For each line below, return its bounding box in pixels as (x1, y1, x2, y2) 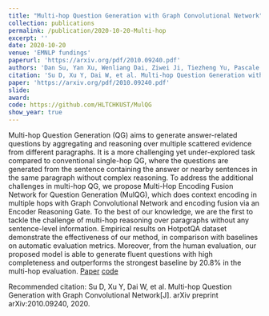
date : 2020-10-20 (8, 42, 66, 50)
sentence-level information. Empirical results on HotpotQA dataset (8, 224, 227, 233)
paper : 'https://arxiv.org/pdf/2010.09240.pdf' (8, 78, 171, 86)
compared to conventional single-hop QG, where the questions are (8, 156, 229, 165)
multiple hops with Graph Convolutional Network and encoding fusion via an (8, 198, 260, 208)
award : (8, 94, 30, 102)
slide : (8, 86, 30, 94)
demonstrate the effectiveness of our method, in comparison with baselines (8, 233, 259, 242)
